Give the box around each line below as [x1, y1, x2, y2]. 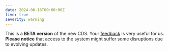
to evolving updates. [5, 41, 48, 47]
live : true [5, 12, 29, 17]
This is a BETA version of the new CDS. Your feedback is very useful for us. [5, 31, 164, 37]
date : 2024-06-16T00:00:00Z [5, 7, 65, 13]
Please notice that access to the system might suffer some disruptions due [5, 36, 163, 42]
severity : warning [5, 17, 44, 22]
